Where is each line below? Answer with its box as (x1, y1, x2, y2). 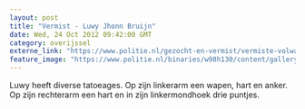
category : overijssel (9, 38, 92, 48)
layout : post (9, 13, 59, 23)
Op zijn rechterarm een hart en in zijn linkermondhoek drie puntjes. (9, 89, 261, 100)
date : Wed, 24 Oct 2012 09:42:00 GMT (9, 30, 152, 39)
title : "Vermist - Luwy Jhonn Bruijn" (9, 22, 156, 31)
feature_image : (9, 55, 67, 64)
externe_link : (9, 47, 64, 56)
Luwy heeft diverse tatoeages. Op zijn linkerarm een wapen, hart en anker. (9, 80, 289, 90)
